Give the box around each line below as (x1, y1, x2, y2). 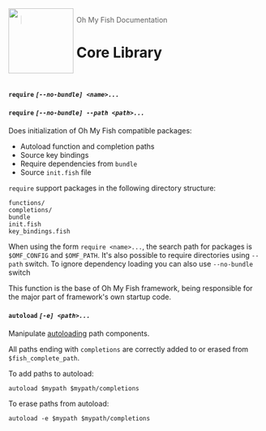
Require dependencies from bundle (19, 159, 138, 168)
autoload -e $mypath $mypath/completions (8, 414, 151, 422)
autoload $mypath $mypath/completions (8, 384, 139, 393)
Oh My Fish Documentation (76, 15, 168, 24)
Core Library (76, 44, 162, 62)
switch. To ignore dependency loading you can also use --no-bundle (24, 259, 254, 268)
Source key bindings (19, 150, 89, 159)
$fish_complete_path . (8, 353, 80, 363)
